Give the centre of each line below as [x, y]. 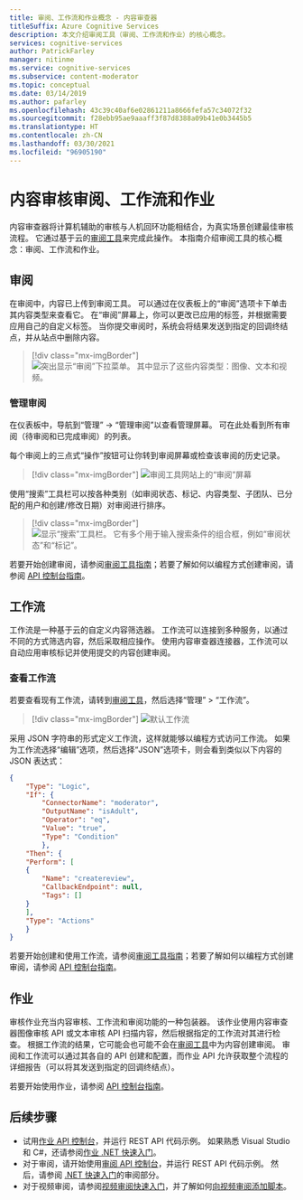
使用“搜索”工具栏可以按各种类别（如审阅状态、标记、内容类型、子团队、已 [147, 493]
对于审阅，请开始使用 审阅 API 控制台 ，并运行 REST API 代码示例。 [145, 1163]
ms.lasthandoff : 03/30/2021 [62, 144]
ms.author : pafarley [48, 102]
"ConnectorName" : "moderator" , [101, 803]
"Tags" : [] [62, 895]
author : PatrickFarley [52, 52]
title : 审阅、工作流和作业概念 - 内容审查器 [83, 18]
